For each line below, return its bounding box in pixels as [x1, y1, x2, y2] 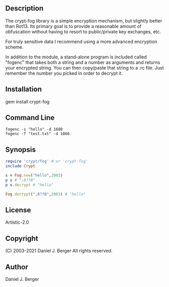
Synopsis [5, 145, 36, 154]
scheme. [5, 43, 24, 50]
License [5, 206, 31, 214]
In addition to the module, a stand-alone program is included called [5, 54, 147, 60]
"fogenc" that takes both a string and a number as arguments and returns [5, 59, 160, 65]
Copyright [5, 234, 38, 242]
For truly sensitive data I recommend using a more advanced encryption [5, 38, 158, 45]
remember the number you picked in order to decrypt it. [5, 70, 123, 76]
